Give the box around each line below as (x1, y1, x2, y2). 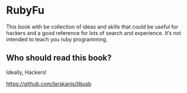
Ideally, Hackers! (6, 69, 47, 76)
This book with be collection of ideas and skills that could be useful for (6, 23, 179, 30)
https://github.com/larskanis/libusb (6, 80, 92, 87)
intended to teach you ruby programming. (6, 36, 108, 43)
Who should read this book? (6, 53, 112, 63)
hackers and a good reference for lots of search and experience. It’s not (6, 29, 182, 36)
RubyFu (6, 4, 44, 17)
